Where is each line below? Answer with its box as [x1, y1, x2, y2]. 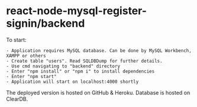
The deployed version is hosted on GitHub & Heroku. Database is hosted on [6, 89, 190, 96]
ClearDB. [6, 95, 28, 102]
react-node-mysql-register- [6, 4, 147, 18]
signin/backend [6, 17, 85, 30]
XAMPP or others [6, 53, 46, 59]
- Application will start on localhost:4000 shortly [6, 79, 139, 85]
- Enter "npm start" [6, 73, 57, 79]
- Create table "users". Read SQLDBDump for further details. [6, 58, 163, 64]
